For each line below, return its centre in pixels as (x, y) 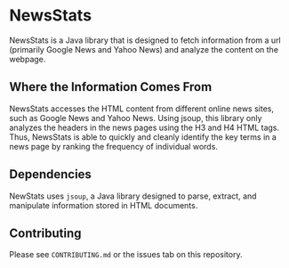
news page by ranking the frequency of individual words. (113, 146)
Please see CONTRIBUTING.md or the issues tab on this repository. (126, 255)
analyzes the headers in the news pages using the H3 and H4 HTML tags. (144, 127)
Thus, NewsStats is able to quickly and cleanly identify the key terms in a (143, 137)
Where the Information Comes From (111, 87)
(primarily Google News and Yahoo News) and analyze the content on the (144, 49)
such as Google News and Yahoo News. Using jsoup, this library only (136, 118)
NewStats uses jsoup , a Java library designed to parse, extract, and (133, 196)
